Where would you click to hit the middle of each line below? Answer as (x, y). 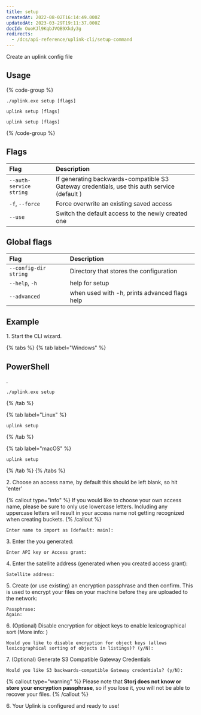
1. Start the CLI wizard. (34, 336)
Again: (14, 615)
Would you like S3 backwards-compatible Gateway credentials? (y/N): (95, 671)
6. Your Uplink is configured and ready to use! (63, 706)
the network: (22, 598)
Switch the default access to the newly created (122, 213)
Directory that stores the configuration (124, 271)
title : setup (22, 12)
